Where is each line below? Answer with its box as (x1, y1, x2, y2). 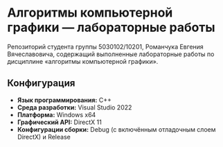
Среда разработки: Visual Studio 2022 (17, 103, 132, 112)
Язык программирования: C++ (17, 96, 112, 104)
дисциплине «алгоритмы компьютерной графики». (7, 57, 159, 65)
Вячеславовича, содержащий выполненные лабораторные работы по (7, 50, 215, 58)
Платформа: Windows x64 (17, 110, 96, 119)
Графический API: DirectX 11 (17, 118, 102, 126)
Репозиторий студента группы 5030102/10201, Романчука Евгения (7, 42, 204, 51)
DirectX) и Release (17, 132, 71, 141)
